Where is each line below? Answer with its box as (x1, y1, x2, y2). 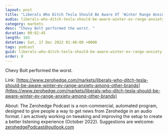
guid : (5, 49, 16, 54)
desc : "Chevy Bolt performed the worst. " (5, 26, 95, 31)
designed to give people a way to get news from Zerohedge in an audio (5, 108, 152, 114)
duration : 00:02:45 (5, 30, 46, 35)
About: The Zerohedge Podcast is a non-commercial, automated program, (5, 103, 158, 109)
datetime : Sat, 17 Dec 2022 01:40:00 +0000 (5, 40, 97, 45)
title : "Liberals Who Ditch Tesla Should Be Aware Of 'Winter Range (5, 12, 151, 17)
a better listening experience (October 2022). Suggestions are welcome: (5, 118, 154, 125)
